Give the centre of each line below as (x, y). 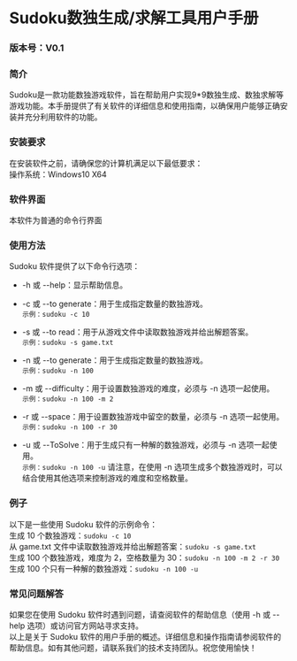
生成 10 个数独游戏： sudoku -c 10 (70, 535)
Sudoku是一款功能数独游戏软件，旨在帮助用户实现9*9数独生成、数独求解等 (147, 95)
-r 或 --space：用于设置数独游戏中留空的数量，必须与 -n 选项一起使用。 (153, 417)
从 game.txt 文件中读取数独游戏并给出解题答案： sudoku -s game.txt (133, 546)
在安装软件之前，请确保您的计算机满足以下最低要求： (106, 163)
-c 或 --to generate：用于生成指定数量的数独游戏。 (114, 304)
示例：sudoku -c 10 (56, 315)
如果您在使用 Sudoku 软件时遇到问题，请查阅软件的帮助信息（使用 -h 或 (140, 614)
